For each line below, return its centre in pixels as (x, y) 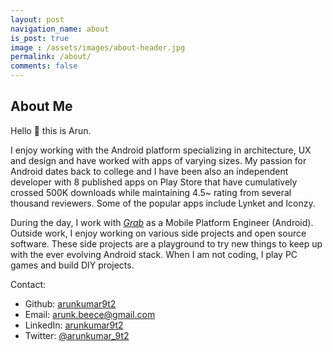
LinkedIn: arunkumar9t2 (74, 325)
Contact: (28, 284)
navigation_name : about (60, 29)
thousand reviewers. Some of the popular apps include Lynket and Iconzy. (163, 203)
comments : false (44, 66)
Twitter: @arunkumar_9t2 (77, 335)
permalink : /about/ (51, 57)
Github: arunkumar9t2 (70, 303)
